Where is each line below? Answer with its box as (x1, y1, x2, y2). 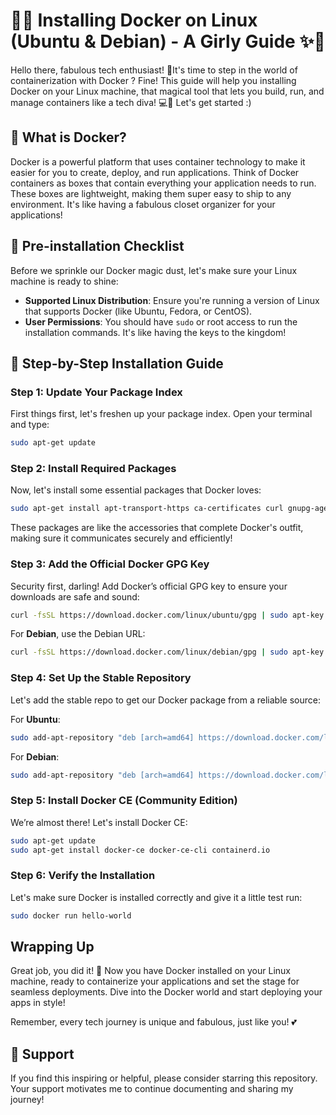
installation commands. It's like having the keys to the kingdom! (24, 326, 287, 338)
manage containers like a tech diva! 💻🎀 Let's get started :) (10, 96, 252, 108)
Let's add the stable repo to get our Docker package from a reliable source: (10, 694, 321, 706)
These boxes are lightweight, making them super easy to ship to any (10, 187, 292, 199)
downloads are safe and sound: (10, 590, 140, 603)
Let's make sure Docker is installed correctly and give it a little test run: (10, 891, 303, 903)
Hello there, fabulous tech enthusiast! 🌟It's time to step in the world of (10, 64, 298, 76)
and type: (10, 419, 50, 431)
